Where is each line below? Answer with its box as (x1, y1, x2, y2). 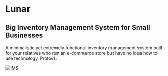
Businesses (5, 31, 43, 40)
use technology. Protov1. (5, 55, 57, 61)
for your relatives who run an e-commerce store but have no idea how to (5, 50, 158, 56)
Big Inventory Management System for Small (5, 23, 150, 32)
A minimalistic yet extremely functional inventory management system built (5, 45, 163, 51)
